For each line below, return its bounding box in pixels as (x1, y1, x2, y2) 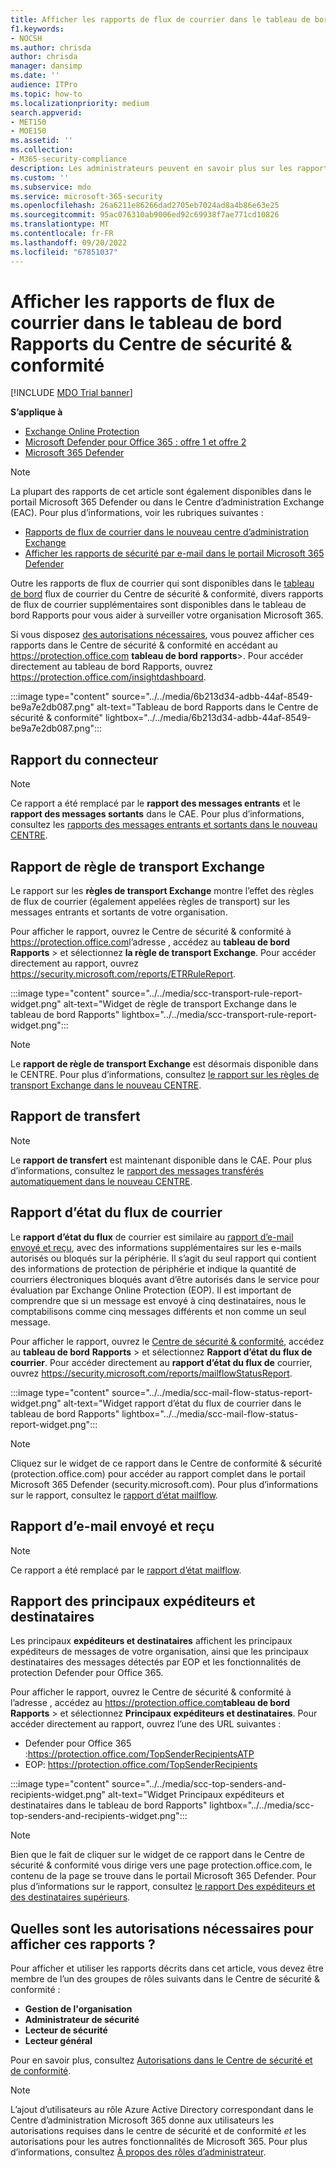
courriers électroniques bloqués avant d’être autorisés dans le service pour (10, 1273, 320, 1285)
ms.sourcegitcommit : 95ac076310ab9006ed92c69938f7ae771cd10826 (10, 210, 280, 220)
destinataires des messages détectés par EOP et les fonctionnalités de (10, 1656, 302, 1668)
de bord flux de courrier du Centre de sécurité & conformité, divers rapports (10, 588, 324, 600)
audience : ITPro (10, 80, 78, 90)
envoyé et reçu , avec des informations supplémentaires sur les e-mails (10, 1241, 302, 1253)
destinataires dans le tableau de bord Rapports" (10, 1799, 208, 1811)
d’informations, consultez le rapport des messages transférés (10, 1164, 264, 1176)
